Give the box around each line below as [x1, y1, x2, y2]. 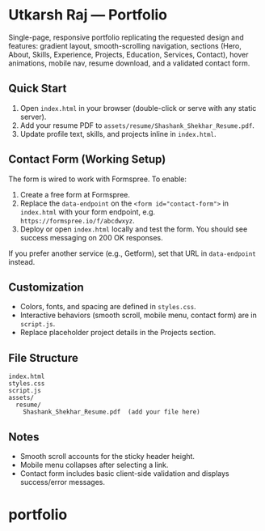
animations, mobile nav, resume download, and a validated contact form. [8, 58, 250, 68]
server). [19, 112, 47, 121]
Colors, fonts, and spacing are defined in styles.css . [19, 302, 196, 312]
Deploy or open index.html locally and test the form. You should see [19, 224, 248, 234]
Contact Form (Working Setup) [8, 152, 166, 167]
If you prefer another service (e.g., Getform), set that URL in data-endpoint [8, 249, 256, 258]
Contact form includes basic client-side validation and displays [19, 469, 229, 478]
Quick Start [8, 82, 67, 96]
